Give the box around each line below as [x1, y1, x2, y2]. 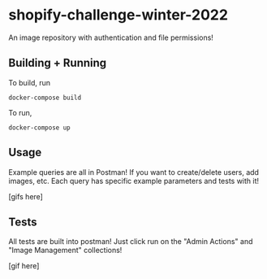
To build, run [8, 77, 51, 87]
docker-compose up [8, 124, 71, 132]
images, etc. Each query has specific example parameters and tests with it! [8, 176, 260, 185]
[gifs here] [8, 191, 43, 201]
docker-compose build [8, 94, 82, 102]
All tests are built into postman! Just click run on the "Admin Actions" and [8, 237, 253, 246]
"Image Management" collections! [8, 246, 123, 255]
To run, [8, 107, 32, 117]
